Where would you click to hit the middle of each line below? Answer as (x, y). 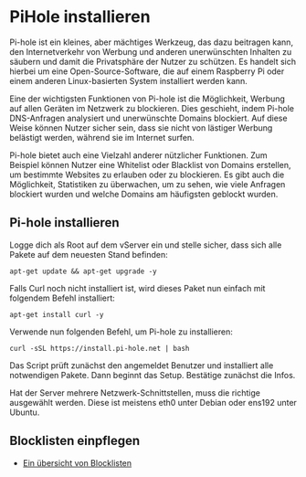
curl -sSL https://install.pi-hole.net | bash (100, 348)
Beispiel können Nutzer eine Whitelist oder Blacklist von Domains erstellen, (150, 164)
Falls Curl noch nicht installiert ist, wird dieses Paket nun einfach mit (137, 288)
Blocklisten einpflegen (75, 441)
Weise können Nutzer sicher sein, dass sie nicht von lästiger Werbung (141, 127)
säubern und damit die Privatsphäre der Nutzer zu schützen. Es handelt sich (153, 61)
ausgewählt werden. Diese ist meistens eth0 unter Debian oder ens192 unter (153, 402)
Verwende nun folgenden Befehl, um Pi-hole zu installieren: (121, 332)
